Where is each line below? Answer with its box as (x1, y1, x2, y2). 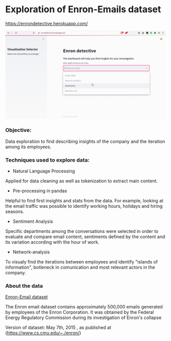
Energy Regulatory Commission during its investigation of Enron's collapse (5, 314, 162, 321)
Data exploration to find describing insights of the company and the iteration (5, 138, 165, 144)
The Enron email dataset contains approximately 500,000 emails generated (5, 304, 163, 310)
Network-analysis (12, 249, 50, 255)
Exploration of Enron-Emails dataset (5, 4, 161, 15)
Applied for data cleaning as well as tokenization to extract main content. (5, 178, 158, 184)
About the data (5, 282, 43, 290)
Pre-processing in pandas (12, 188, 67, 194)
